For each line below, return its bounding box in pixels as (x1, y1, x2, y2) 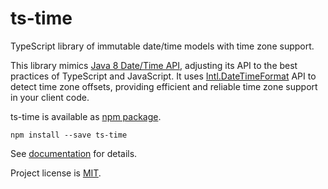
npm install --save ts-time (10, 130, 128, 140)
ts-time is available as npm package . (10, 110, 162, 122)
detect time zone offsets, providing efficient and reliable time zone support (10, 80, 318, 92)
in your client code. (10, 91, 90, 103)
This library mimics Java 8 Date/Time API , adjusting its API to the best (10, 59, 298, 71)
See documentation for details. (10, 147, 138, 159)
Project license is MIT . (10, 167, 102, 179)
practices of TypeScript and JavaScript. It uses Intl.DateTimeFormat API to (10, 70, 317, 82)
